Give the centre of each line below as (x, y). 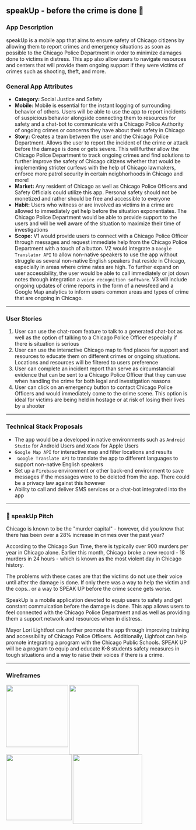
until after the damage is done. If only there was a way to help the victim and (98, 582)
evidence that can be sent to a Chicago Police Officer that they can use (100, 375)
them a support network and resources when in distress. (74, 618)
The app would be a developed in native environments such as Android (99, 439)
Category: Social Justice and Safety (58, 99)
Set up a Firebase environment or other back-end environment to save (99, 470)
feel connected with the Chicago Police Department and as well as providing (98, 612)
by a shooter (30, 406)
